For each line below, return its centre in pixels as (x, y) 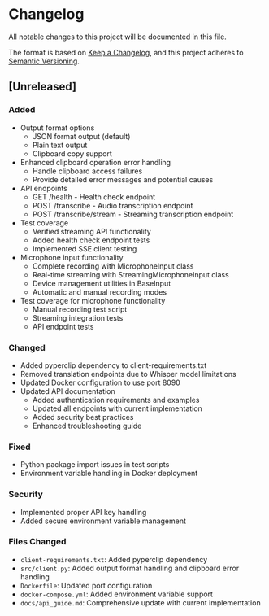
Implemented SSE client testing (85, 248)
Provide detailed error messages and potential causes (123, 179)
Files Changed (37, 542)
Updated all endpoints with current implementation (117, 408)
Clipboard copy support (72, 153)
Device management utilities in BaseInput (102, 283)
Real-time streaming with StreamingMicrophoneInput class (130, 274)
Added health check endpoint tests (91, 240)
